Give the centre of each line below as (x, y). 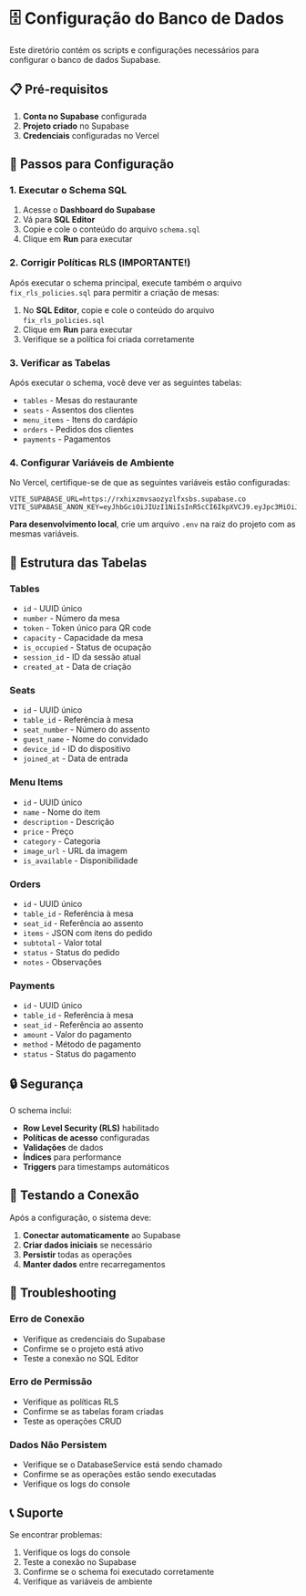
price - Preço (48, 831)
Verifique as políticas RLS (71, 1402)
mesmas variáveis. (44, 534)
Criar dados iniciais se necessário (87, 1245)
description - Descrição (68, 821)
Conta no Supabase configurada (85, 116)
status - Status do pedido (71, 952)
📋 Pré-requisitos (59, 90)
